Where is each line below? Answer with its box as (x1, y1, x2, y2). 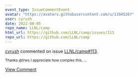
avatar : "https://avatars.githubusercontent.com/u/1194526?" (5, 12, 135, 17)
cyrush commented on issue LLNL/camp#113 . (5, 48, 98, 54)
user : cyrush (5, 16, 32, 21)
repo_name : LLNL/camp (5, 26, 50, 31)
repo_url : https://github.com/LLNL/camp (5, 35, 90, 40)
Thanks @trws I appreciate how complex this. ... (5, 58, 87, 63)
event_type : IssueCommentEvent (5, 7, 70, 12)
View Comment (5, 66, 37, 72)
